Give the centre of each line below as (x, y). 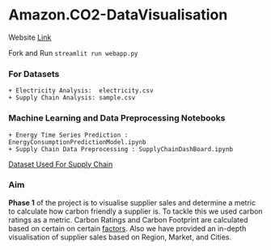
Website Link (30, 37)
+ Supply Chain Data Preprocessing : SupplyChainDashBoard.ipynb (121, 149)
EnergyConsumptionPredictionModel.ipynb (78, 142)
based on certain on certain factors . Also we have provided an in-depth (127, 228)
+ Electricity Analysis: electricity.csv (81, 91)
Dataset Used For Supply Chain (61, 164)
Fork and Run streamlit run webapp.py (74, 53)
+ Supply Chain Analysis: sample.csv (72, 98)
